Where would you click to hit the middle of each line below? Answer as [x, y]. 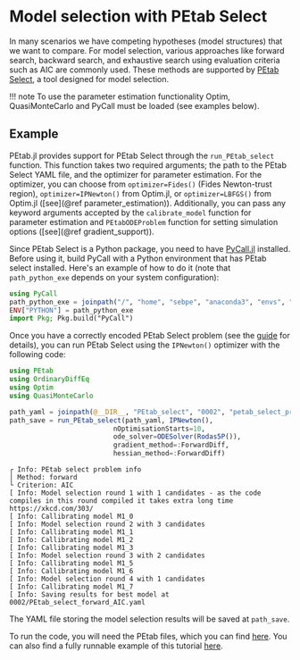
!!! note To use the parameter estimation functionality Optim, [120, 96]
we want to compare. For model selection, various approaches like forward [147, 50]
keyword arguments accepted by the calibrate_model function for [130, 213]
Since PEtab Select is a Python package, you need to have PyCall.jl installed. [150, 248]
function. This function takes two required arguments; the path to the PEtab [148, 165]
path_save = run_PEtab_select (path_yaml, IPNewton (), [112, 420]
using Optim [31, 388]
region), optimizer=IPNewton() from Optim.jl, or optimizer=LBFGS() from [141, 193]
